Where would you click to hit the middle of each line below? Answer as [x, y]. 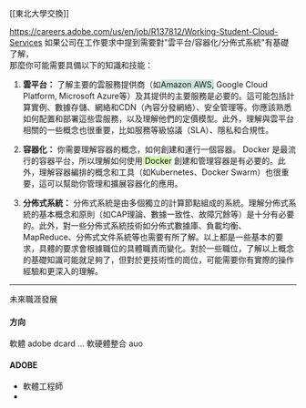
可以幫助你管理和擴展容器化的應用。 [115, 184]
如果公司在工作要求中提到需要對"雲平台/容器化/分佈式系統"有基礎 [167, 42]
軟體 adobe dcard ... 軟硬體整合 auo [76, 343]
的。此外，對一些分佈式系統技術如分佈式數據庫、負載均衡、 [134, 225]
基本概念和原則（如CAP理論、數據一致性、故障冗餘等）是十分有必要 [167, 214]
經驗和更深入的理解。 [62, 271]
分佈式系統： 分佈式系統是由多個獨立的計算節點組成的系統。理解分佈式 [155, 203]
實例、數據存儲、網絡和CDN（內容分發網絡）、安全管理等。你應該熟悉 [161, 107]
